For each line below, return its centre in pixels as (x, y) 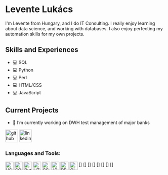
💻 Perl (20, 77)
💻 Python (23, 70)
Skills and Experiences (42, 50)
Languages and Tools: (33, 153)
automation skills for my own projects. (45, 34)
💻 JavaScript (27, 92)
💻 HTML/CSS (27, 85)
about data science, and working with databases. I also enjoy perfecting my (84, 28)
